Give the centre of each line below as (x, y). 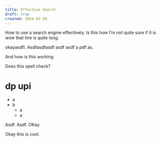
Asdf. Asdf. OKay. (23, 125)
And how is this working (29, 57)
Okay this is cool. (23, 134)
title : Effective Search (30, 10)
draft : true (17, 14)
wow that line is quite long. (32, 38)
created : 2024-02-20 (26, 19)
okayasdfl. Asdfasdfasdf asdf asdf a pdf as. (49, 47)
